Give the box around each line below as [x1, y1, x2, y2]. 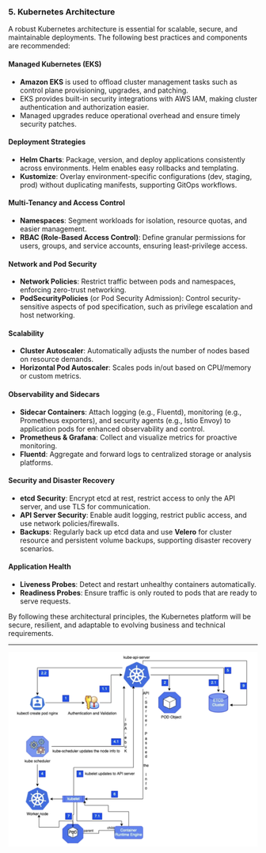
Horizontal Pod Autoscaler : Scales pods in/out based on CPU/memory [19, 363, 252, 372]
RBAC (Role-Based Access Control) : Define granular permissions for [19, 232, 246, 242]
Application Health [8, 562, 71, 572]
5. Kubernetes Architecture [8, 6, 116, 17]
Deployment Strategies [8, 137, 86, 147]
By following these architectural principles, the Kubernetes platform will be [8, 611, 252, 621]
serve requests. [19, 596, 71, 606]
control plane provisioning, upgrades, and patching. [19, 86, 188, 95]
